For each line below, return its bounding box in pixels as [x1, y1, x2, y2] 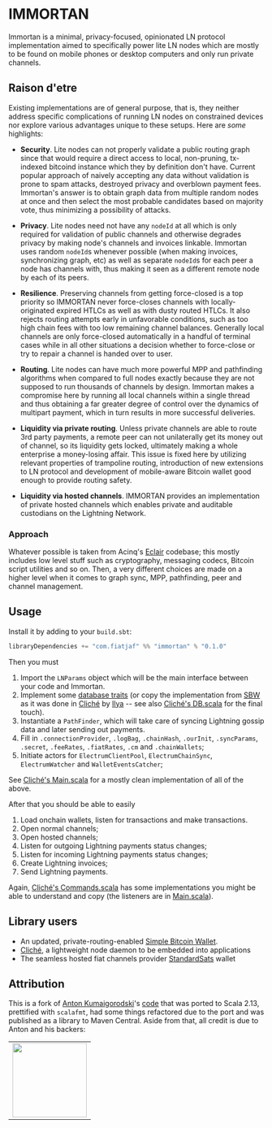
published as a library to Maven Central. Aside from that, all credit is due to [8, 1016, 259, 1026]
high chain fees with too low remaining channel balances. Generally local [19, 323, 265, 332]
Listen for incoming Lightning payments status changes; [19, 849, 209, 859]
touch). [19, 707, 45, 717]
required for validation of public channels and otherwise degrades [19, 229, 242, 239]
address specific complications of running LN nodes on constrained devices [8, 111, 264, 121]
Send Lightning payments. [19, 866, 108, 876]
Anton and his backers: [8, 1025, 86, 1035]
